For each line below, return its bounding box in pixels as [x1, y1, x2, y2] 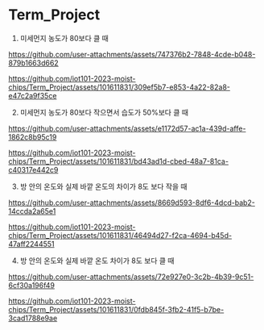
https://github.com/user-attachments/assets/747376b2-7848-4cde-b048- [8, 49, 256, 59]
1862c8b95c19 [8, 132, 57, 142]
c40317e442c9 [8, 165, 59, 174]
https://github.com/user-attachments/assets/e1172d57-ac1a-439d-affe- [8, 123, 246, 133]
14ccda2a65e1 [8, 206, 56, 215]
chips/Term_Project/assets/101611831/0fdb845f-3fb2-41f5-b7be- [8, 304, 225, 314]
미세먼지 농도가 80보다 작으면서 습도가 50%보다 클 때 [19, 107, 189, 117]
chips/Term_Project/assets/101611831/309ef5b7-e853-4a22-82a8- [8, 82, 231, 92]
